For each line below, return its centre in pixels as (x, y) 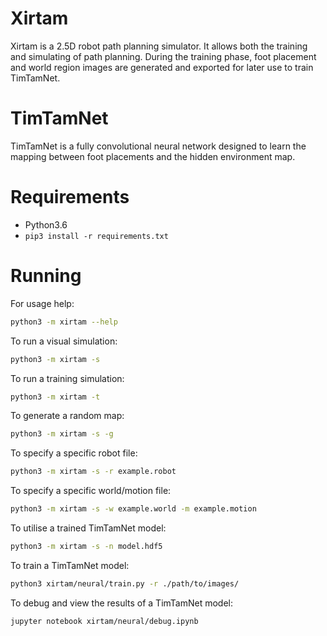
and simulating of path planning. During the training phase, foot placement (163, 56)
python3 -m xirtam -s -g (62, 434)
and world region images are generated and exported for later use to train (162, 67)
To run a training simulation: (67, 378)
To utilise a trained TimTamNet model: (88, 528)
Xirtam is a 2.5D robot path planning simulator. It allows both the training (159, 46)
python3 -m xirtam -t (55, 397)
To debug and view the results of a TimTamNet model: (122, 603)
